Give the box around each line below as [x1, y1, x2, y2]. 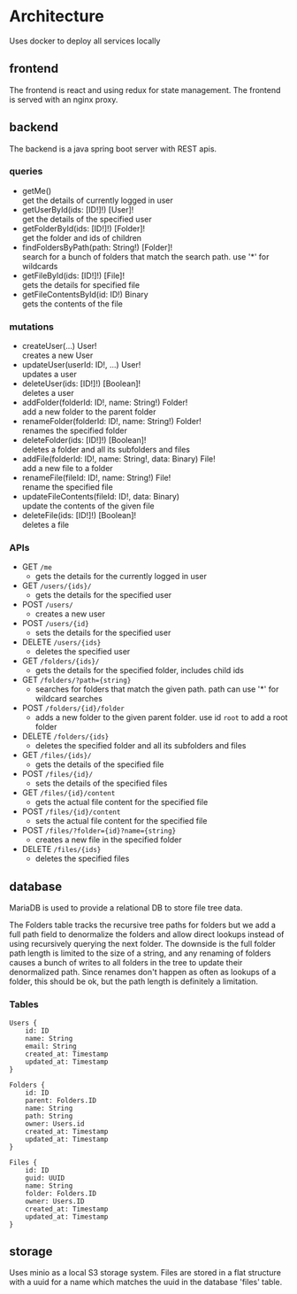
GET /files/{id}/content [21, 787, 116, 798]
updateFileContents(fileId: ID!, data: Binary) [21, 492, 179, 502]
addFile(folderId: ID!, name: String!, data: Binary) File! [21, 453, 217, 464]
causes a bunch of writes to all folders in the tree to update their [9, 957, 243, 968]
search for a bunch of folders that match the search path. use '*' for [21, 251, 270, 262]
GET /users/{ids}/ [21, 580, 92, 591]
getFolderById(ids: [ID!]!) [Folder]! [21, 223, 146, 234]
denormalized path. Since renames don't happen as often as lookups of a [9, 967, 277, 978]
